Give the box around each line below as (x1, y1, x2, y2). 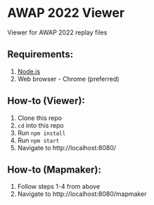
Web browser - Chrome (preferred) (17, 74, 120, 83)
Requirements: (7, 48, 74, 60)
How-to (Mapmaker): (7, 164, 102, 176)
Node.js (17, 67, 41, 75)
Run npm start (17, 135, 60, 145)
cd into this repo (17, 121, 65, 129)
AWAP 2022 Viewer (7, 5, 125, 21)
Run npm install (17, 128, 66, 137)
